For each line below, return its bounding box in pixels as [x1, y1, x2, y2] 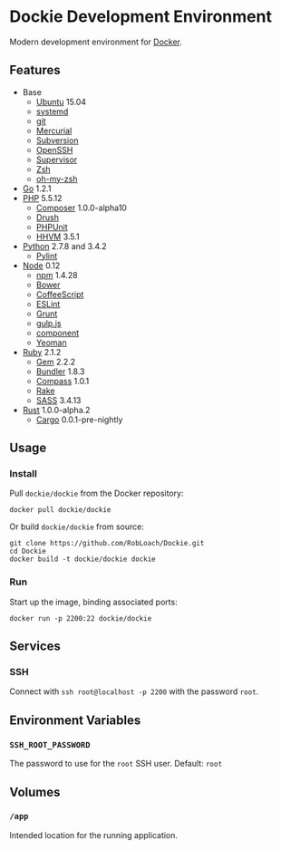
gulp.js [35, 317, 62, 328]
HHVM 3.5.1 [35, 231, 80, 242]
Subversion [35, 134, 79, 146]
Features [9, 63, 61, 78]
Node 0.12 [22, 260, 61, 271]
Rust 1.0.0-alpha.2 [22, 404, 91, 415]
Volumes [9, 784, 61, 799]
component [35, 327, 80, 338]
